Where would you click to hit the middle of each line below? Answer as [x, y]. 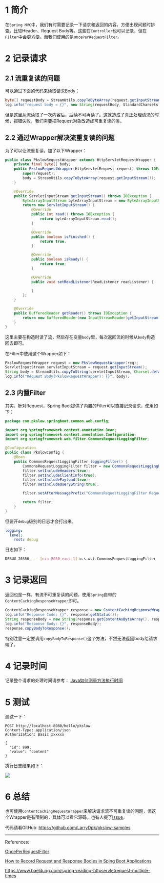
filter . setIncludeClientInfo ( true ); [60, 475]
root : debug [26, 540]
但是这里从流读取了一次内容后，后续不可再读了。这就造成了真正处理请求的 [80, 115]
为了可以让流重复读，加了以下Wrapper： [46, 151]
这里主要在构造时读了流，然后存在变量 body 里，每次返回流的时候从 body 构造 [80, 337]
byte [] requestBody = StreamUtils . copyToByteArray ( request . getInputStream [83, 100]
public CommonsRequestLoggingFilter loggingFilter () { [71, 462]
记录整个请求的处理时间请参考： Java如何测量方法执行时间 [64, 680]
